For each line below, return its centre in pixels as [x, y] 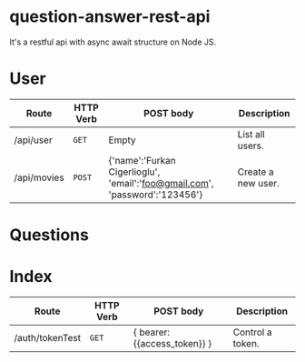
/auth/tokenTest [48, 338]
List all [251, 134]
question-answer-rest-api [110, 17]
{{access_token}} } [172, 343]
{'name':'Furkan [142, 160]
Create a [256, 172]
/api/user [33, 140]
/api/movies [39, 177]
